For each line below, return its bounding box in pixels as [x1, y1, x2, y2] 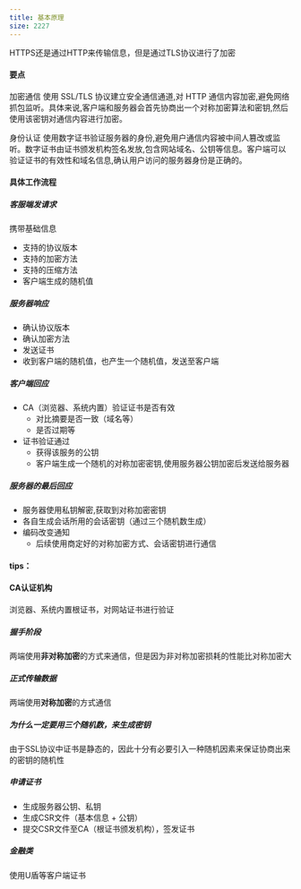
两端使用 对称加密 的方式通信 [9, 697, 112, 707]
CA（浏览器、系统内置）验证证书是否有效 [21, 402, 176, 413]
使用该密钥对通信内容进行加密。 [9, 113, 127, 124]
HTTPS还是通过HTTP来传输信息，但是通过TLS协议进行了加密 [9, 47, 236, 58]
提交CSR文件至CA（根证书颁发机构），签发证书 [21, 823, 195, 833]
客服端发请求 [9, 199, 56, 209]
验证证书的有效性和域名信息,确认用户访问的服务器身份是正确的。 [9, 154, 248, 166]
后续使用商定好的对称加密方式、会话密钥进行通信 [35, 538, 217, 549]
